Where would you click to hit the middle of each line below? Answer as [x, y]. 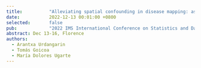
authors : [17, 39]
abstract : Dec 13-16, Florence [45, 34]
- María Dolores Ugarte [41, 56]
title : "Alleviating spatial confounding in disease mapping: [97, 12]
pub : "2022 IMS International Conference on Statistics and [97, 28]
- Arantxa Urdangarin [39, 45]
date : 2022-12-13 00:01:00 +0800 [61, 17]
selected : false [34, 22]
